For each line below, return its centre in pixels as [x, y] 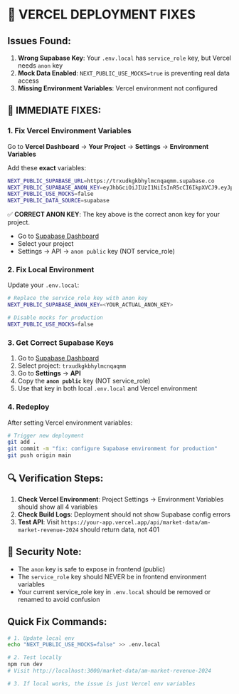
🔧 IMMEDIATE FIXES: [54, 111]
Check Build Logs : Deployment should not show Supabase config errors [124, 514]
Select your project [46, 244]
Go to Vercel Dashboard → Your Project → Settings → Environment [108, 146]
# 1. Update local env [41, 638]
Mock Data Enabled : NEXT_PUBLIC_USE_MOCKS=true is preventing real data [123, 73]
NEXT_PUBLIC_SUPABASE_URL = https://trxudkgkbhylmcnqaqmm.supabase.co [111, 181]
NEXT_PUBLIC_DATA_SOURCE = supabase [59, 201]
